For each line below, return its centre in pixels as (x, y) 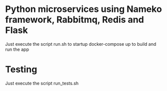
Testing (21, 69)
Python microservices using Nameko (84, 9)
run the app (17, 49)
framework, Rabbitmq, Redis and (74, 20)
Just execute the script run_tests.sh (42, 83)
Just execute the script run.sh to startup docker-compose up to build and (81, 44)
